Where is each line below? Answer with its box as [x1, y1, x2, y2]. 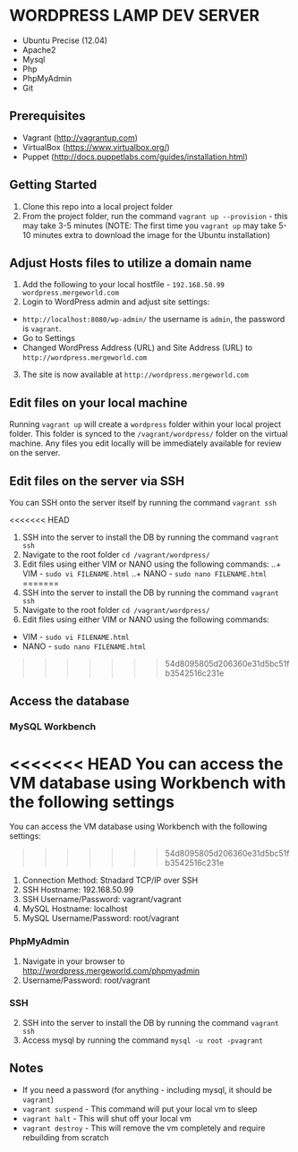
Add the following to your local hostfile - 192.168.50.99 [21, 279, 226, 290]
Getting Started [9, 177, 98, 192]
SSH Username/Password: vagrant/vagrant [21, 894, 182, 905]
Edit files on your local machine [9, 395, 188, 410]
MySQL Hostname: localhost [21, 903, 128, 914]
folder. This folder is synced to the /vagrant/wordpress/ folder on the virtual [9, 429, 288, 439]
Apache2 [21, 44, 56, 55]
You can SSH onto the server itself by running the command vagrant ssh [9, 498, 277, 508]
